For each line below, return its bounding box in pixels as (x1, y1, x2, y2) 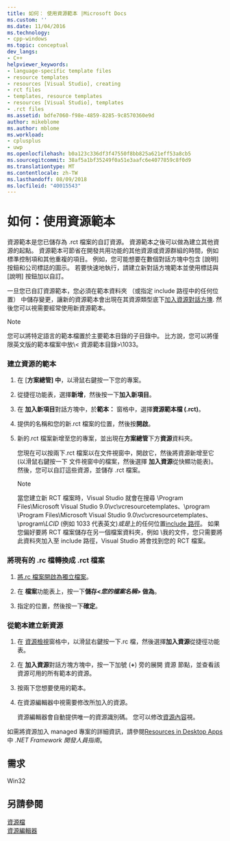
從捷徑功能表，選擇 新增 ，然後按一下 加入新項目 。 (16, 390, 155, 399)
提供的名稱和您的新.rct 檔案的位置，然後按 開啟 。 (16, 420, 155, 428)
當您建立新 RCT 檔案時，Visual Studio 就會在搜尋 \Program (16, 494, 183, 502)
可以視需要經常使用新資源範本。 (18, 304, 110, 312)
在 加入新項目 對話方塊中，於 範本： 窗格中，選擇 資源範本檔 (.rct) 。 (16, 405, 205, 414)
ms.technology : (7, 29, 51, 36)
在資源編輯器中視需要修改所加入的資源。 (16, 698, 131, 707)
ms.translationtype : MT (7, 163, 75, 170)
